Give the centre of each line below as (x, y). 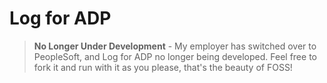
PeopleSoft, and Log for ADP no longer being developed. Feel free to (175, 56)
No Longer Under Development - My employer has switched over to (175, 46)
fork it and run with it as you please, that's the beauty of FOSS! (163, 67)
